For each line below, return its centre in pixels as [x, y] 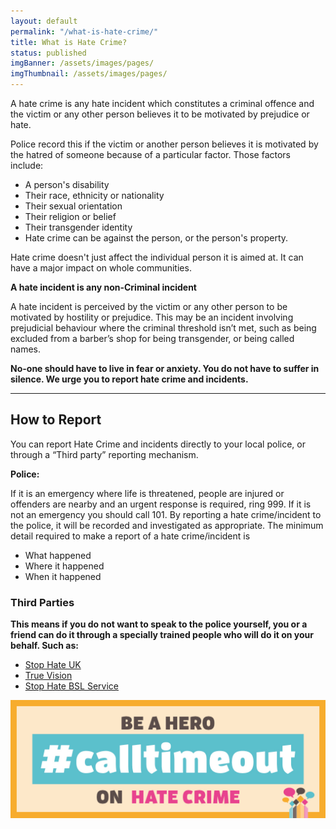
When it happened [63, 576]
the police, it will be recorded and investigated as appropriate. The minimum [167, 525]
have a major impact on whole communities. [101, 268]
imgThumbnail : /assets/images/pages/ [89, 74]
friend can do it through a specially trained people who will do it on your [162, 635]
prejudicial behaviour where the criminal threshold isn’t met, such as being [163, 328]
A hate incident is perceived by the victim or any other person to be [149, 306]
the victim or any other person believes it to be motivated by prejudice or [160, 114]
